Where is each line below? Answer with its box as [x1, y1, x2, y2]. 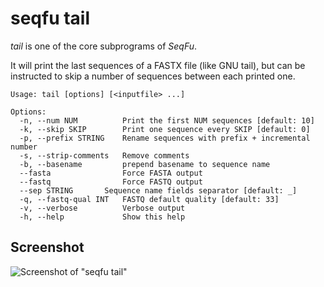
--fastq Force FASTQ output [19, 177, 203, 187]
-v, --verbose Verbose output [19, 203, 186, 213]
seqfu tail [10, 7, 91, 30]
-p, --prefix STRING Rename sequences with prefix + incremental [19, 133, 311, 143]
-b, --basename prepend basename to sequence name [19, 159, 271, 169]
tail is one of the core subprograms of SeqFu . [10, 40, 198, 52]
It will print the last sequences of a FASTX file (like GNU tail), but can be [10, 59, 306, 71]
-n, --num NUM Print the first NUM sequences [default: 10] [19, 115, 315, 126]
